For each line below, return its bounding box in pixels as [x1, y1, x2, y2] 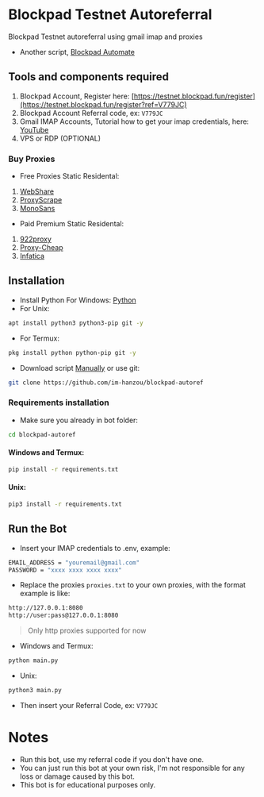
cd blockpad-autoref [8, 430, 77, 438]
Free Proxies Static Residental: [19, 171, 120, 181]
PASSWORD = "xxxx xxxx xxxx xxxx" [8, 566, 123, 574]
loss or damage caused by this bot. [19, 772, 135, 781]
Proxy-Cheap [19, 243, 63, 252]
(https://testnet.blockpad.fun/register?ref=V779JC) [19, 99, 187, 109]
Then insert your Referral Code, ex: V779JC [19, 700, 159, 710]
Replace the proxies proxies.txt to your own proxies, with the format [19, 580, 246, 590]
